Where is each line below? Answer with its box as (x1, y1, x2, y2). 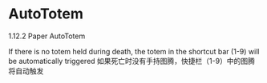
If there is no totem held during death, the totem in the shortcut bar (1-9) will (8, 46, 260, 56)
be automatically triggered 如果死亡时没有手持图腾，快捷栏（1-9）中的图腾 (8, 56, 255, 65)
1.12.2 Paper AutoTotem (8, 31, 86, 41)
